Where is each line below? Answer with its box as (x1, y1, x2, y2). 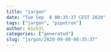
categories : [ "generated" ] (6, 31, 74, 37)
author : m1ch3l (6, 25, 44, 32)
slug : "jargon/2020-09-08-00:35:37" (6, 36, 98, 42)
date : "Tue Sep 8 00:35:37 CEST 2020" (6, 14, 106, 20)
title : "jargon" (6, 8, 47, 15)
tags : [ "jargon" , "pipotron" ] (6, 20, 82, 26)
